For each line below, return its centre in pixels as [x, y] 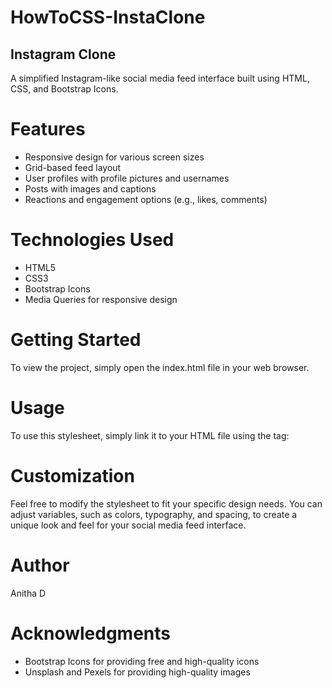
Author [40, 565]
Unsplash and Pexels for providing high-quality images [137, 672]
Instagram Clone [63, 54]
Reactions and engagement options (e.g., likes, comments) [146, 199]
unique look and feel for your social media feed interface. [128, 525]
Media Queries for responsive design [101, 299]
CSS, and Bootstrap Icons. [64, 89]
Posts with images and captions [90, 188]
